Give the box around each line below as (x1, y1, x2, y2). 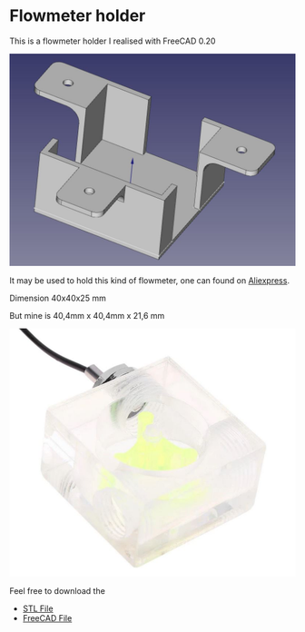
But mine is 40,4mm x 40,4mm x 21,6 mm (9, 311, 165, 321)
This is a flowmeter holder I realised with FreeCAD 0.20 (9, 35, 216, 46)
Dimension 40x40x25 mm (9, 292, 106, 303)
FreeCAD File (22, 612, 73, 623)
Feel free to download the (9, 585, 106, 596)
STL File (22, 603, 54, 614)
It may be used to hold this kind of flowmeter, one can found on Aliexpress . (9, 275, 290, 286)
